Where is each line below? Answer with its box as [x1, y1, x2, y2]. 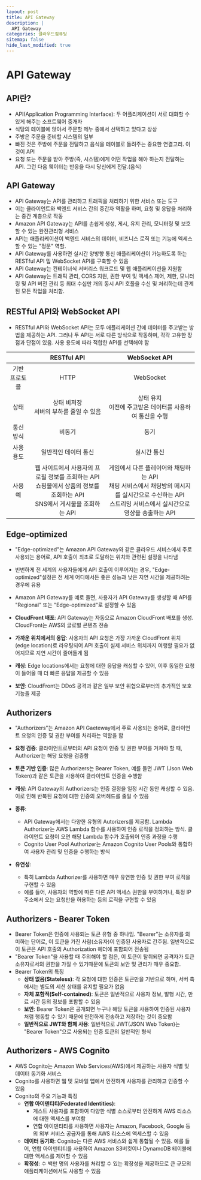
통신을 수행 [138, 412, 169, 420]
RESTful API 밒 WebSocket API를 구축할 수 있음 [14, 257, 129, 265]
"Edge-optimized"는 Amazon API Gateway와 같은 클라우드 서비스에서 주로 [14, 546, 193, 553]
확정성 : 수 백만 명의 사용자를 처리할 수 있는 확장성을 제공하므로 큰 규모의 [23, 1160, 191, 1167]
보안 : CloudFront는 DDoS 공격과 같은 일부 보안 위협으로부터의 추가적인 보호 [14, 682, 192, 690]
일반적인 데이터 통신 [41, 448, 95, 456]
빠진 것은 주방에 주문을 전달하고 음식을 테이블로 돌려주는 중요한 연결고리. [14, 140, 184, 148]
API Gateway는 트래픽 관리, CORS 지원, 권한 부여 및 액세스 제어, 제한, [14, 272, 178, 280]
